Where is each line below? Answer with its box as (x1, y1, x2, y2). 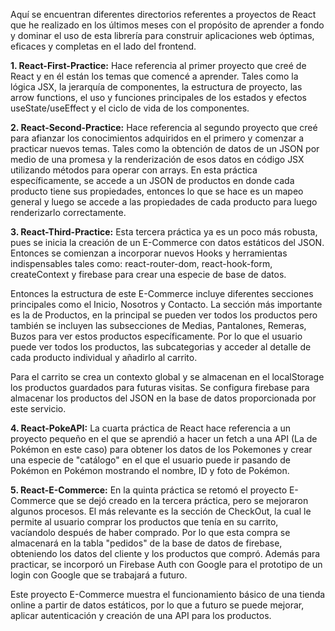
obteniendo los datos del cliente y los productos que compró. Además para (10, 548, 321, 559)
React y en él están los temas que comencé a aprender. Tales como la (10, 70, 299, 82)
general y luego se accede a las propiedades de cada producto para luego (10, 196, 318, 208)
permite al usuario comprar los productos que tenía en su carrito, (10, 516, 279, 528)
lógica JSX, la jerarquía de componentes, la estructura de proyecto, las (10, 81, 303, 93)
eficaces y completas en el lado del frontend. (10, 40, 197, 52)
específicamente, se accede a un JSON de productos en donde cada (10, 175, 295, 186)
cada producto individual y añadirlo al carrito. (10, 352, 198, 363)
